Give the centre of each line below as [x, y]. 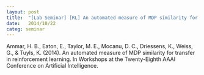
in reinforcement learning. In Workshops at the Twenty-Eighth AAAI [91, 59]
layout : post [23, 12]
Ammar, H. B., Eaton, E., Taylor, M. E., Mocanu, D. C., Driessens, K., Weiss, [100, 46]
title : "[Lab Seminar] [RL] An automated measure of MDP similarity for [102, 18]
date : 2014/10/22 [31, 23]
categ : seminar [26, 29]
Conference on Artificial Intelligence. [53, 66]
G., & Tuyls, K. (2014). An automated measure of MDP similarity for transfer [101, 53]
